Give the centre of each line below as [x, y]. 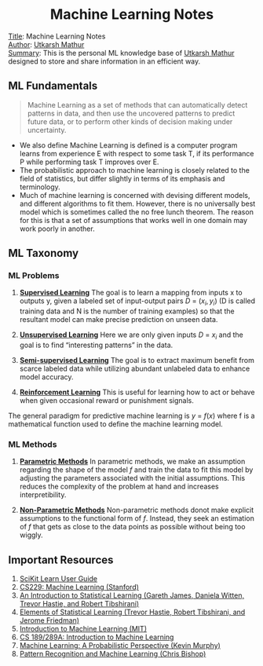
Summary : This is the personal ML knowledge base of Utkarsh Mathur [121, 53]
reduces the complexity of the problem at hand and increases [119, 487]
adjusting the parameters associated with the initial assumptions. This [132, 478]
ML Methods [33, 444]
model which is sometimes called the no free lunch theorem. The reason [136, 212]
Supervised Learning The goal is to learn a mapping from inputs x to [131, 293]
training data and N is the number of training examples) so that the [127, 311]
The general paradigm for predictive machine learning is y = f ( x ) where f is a [131, 416]
